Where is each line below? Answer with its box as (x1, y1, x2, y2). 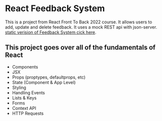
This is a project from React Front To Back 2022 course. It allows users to (5, 19, 152, 25)
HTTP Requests (12, 110, 44, 116)
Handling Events (12, 89, 45, 95)
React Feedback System (5, 3, 105, 14)
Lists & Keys (12, 95, 37, 101)
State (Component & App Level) (12, 79, 76, 85)
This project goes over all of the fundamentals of (5, 43, 156, 52)
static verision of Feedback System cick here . (5, 29, 96, 35)
